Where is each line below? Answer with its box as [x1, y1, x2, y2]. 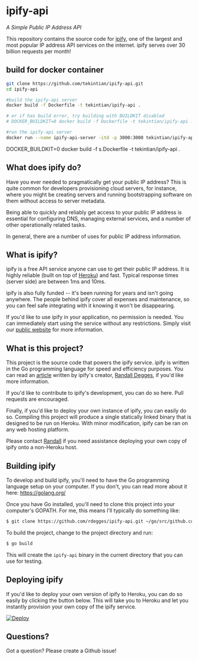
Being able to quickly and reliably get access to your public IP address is [6, 208, 182, 215]
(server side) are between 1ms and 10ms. [6, 278, 106, 285]
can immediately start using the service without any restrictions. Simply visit [6, 320, 191, 327]
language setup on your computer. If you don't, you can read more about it [6, 483, 187, 490]
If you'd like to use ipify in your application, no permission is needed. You [6, 314, 184, 321]
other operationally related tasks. [6, 221, 87, 228]
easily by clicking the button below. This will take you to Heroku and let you [6, 597, 189, 604]
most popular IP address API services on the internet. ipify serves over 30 [6, 41, 186, 49]
